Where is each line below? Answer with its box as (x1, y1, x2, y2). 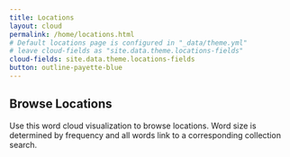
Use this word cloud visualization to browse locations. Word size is (9, 120, 257, 131)
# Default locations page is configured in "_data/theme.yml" (9, 38, 248, 48)
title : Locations (9, 13, 75, 22)
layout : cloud (9, 22, 63, 31)
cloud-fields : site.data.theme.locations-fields (9, 55, 195, 64)
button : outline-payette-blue (9, 64, 123, 73)
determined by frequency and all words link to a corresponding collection (9, 129, 282, 140)
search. (9, 139, 38, 150)
